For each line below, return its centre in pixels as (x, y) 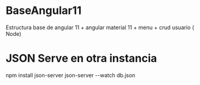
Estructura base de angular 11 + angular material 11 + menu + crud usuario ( (100, 27)
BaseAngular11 (44, 11)
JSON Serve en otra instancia (81, 59)
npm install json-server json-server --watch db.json (71, 75)
